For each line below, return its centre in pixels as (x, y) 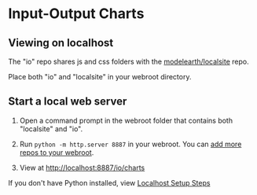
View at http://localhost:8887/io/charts (82, 167)
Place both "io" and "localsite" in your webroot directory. (100, 77)
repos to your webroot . (57, 152)
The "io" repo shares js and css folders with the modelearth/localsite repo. (128, 61)
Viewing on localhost (61, 43)
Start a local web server (68, 102)
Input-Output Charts (76, 14)
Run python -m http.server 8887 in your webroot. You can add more (130, 144)
